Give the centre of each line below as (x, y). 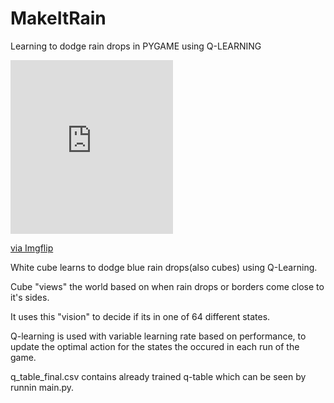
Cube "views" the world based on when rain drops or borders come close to (167, 286)
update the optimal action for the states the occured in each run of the (155, 346)
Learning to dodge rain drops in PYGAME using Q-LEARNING (136, 46)
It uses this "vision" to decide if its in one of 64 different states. (140, 316)
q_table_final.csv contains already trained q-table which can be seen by (158, 376)
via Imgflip (32, 248)
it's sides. (30, 297)
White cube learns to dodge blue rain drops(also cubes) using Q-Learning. (164, 267)
